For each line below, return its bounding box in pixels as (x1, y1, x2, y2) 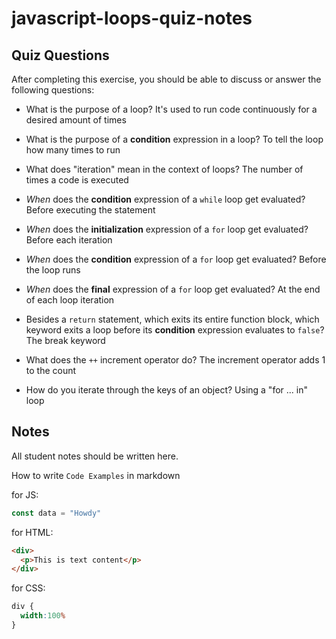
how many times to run (25, 144, 121, 156)
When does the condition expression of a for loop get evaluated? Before (25, 253, 327, 265)
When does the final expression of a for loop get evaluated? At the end (25, 283, 321, 295)
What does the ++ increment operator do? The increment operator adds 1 (25, 354, 326, 366)
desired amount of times (25, 114, 127, 126)
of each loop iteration (25, 294, 115, 306)
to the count (25, 365, 77, 376)
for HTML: (11, 526, 54, 538)
